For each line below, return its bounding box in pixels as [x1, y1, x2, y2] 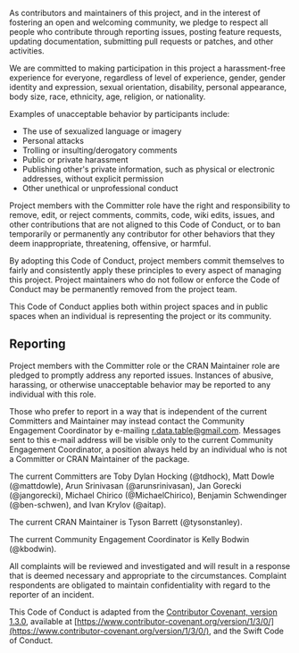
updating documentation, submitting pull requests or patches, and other [9, 36, 274, 46]
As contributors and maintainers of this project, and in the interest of [9, 8, 262, 18]
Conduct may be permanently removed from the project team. [9, 284, 238, 294]
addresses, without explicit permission [21, 173, 164, 184]
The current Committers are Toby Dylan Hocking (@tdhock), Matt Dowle [9, 471, 275, 481]
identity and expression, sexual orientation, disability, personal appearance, [9, 82, 287, 92]
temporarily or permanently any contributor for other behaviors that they [9, 229, 275, 239]
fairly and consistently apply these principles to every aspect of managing [9, 265, 282, 275]
